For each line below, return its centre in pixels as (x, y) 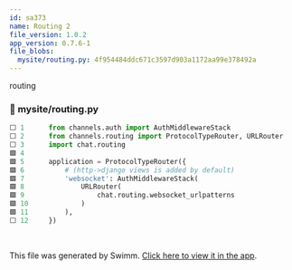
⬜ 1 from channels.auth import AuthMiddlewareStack (120, 128)
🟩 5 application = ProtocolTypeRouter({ (98, 161)
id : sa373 (28, 18)
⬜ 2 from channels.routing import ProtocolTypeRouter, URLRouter (146, 137)
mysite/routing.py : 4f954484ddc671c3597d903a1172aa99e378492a (137, 60)
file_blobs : (32, 52)
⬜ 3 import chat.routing (68, 145)
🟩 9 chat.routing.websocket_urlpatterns (122, 196)
